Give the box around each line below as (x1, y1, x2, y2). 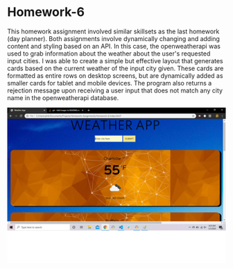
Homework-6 (7, 4, 85, 20)
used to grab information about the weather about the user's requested (7, 49, 211, 58)
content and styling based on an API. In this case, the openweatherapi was (7, 42, 221, 50)
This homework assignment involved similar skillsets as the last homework (7, 27, 220, 35)
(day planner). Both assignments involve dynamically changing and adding (7, 34, 221, 42)
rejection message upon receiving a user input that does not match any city (7, 86, 223, 95)
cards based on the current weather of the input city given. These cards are (7, 64, 224, 72)
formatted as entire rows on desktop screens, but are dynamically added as (7, 71, 223, 80)
